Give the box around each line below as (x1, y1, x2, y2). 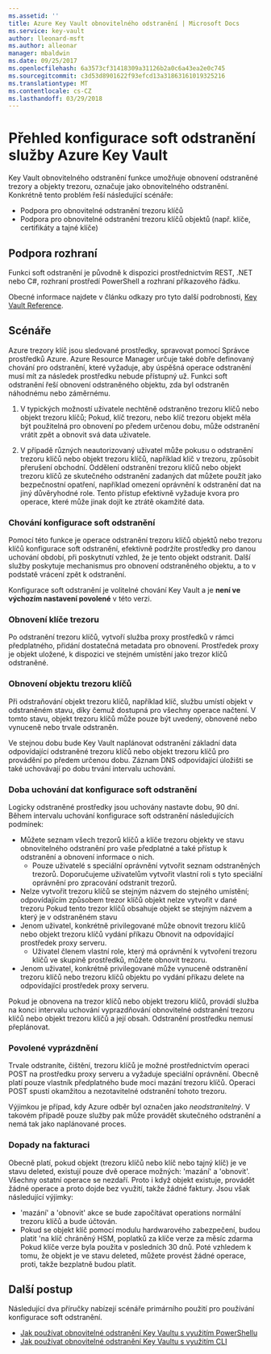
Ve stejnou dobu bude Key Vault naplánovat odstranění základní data (8, 738, 237, 748)
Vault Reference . (8, 300, 64, 310)
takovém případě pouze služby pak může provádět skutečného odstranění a (8, 1111, 261, 1121)
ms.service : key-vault (8, 27, 85, 35)
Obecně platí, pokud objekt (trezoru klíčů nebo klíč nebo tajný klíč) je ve (8, 1158, 247, 1167)
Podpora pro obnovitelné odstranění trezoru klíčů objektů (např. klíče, (19, 215, 252, 224)
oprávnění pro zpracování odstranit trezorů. (31, 878, 177, 887)
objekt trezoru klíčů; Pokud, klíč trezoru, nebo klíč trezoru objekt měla (19, 413, 252, 422)
